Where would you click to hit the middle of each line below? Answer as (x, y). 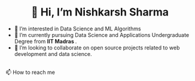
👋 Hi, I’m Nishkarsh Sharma (100, 12)
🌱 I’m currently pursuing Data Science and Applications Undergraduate (102, 35)
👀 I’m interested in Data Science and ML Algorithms (77, 29)
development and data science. (53, 54)
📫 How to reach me (30, 72)
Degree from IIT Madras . (45, 41)
